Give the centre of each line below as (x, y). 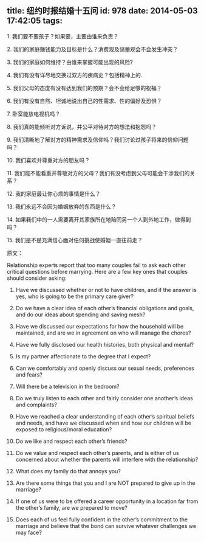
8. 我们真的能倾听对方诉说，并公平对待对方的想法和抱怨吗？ (82, 127)
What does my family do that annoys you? (68, 471)
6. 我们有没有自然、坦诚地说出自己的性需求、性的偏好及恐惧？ (85, 101)
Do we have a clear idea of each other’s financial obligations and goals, (105, 308)
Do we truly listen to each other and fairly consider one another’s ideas (104, 398)
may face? (29, 532)
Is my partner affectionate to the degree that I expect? (83, 356)
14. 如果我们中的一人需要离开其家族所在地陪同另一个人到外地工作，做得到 (99, 219)
